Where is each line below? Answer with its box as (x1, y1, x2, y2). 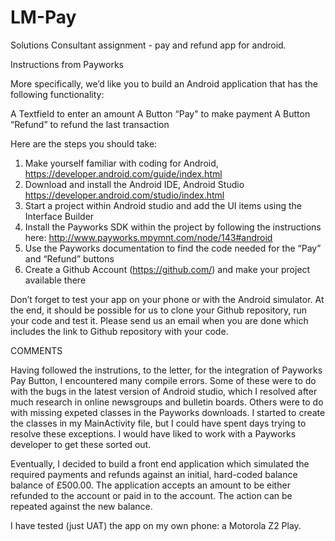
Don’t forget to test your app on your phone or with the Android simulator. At (10, 293, 325, 305)
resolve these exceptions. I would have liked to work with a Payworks (10, 427, 297, 440)
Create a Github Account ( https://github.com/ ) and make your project (24, 263, 311, 275)
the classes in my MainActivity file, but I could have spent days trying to (10, 417, 307, 429)
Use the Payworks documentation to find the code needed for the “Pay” (24, 242, 322, 254)
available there (24, 274, 87, 286)
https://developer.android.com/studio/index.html (24, 189, 225, 201)
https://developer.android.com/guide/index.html (24, 167, 223, 180)
